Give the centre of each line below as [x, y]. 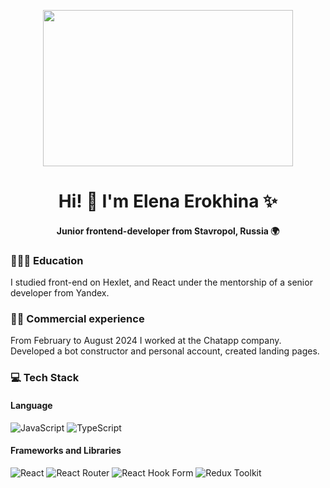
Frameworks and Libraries [66, 451]
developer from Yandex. [60, 293]
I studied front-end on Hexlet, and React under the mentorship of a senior [161, 282]
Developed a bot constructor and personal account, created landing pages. [165, 351]
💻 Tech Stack [45, 378]
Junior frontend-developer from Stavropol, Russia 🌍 [168, 231]
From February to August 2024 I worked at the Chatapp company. [146, 341]
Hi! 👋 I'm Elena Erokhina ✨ [168, 201]
